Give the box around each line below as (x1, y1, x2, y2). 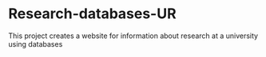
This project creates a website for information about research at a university (8, 31, 258, 40)
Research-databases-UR (8, 5, 177, 23)
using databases (8, 39, 63, 48)
